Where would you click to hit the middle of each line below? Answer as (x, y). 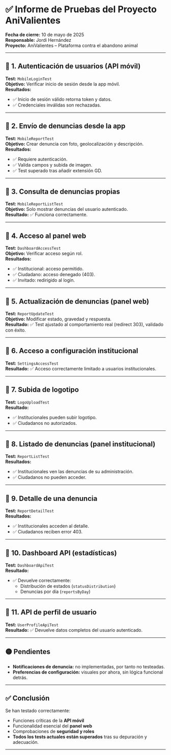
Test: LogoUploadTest (27, 402)
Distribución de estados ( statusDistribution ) (68, 586)
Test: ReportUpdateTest (30, 314)
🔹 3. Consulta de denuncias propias (63, 191)
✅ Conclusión (27, 698)
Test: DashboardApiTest (30, 565)
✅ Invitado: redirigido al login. (44, 280)
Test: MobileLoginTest (28, 78)
